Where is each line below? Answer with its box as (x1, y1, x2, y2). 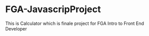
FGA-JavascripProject (5, 4, 101, 15)
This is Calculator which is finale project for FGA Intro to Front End (5, 20, 144, 26)
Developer (5, 25, 27, 31)
